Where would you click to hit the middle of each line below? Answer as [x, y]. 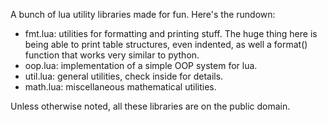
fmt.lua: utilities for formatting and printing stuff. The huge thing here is [171, 33]
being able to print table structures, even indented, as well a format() [166, 44]
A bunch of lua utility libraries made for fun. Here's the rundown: [143, 14]
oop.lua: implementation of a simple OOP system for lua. [141, 65]
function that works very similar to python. [112, 55]
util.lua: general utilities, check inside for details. [124, 76]
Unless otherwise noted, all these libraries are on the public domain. [150, 106]
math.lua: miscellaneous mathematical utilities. [120, 87]
